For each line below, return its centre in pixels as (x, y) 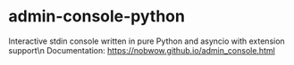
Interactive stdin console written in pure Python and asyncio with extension (147, 41)
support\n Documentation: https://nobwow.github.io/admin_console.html (142, 50)
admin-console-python (97, 16)
